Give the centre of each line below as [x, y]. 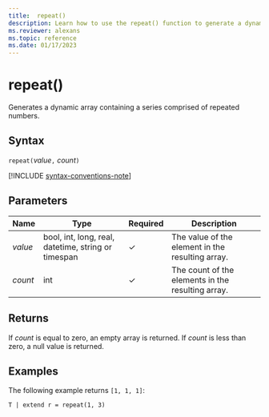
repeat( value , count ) [44, 160]
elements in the [201, 279]
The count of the [203, 270]
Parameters [38, 201]
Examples [33, 371]
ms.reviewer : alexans [44, 30]
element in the [199, 247]
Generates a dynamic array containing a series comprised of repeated [124, 107]
